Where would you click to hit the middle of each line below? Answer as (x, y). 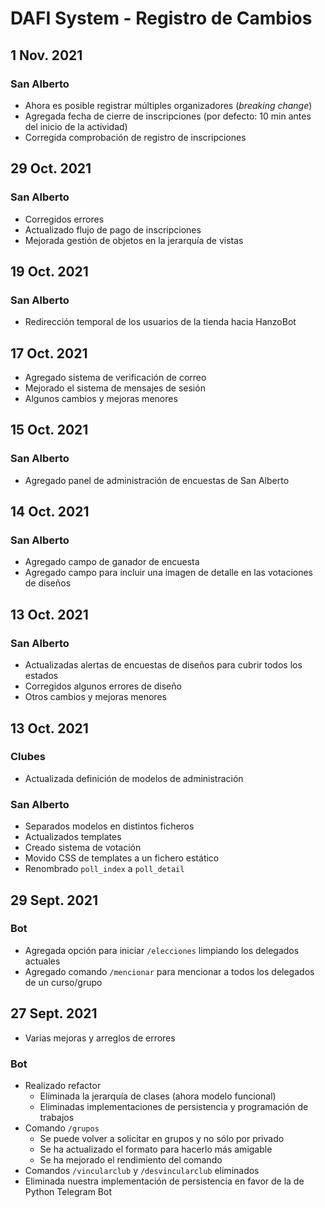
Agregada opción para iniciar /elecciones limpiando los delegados (162, 950)
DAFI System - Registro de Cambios (161, 18)
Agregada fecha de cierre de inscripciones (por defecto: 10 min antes (168, 116)
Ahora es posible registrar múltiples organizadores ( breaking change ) (168, 105)
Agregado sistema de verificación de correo (115, 378)
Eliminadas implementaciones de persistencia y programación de (174, 1106)
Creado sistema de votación (83, 848)
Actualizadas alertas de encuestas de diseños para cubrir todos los (163, 665)
